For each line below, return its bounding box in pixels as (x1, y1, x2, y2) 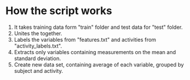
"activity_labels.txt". (14, 42, 62, 49)
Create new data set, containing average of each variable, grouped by (14, 61, 184, 68)
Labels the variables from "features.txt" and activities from (14, 36, 156, 43)
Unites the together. (14, 29, 62, 36)
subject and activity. (14, 67, 63, 74)
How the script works (5, 4, 112, 18)
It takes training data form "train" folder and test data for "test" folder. (14, 24, 183, 31)
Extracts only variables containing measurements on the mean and (14, 48, 176, 55)
